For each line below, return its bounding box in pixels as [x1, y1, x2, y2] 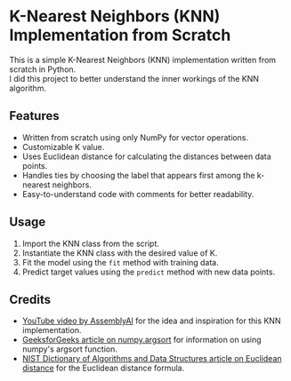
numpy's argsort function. [21, 344, 117, 354]
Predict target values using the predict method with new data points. [21, 266, 276, 277]
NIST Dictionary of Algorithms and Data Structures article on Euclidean [21, 353, 282, 364]
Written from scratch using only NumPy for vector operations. [21, 131, 249, 143]
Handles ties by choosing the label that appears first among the [21, 170, 255, 180]
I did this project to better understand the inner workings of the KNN [9, 73, 260, 83]
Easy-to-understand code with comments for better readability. [21, 188, 255, 199]
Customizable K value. [21, 141, 105, 152]
